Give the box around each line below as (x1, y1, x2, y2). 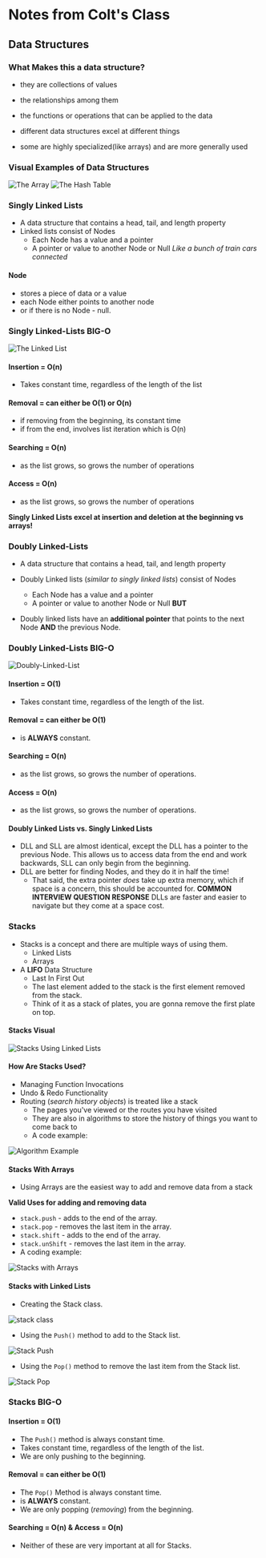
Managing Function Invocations (19, 1080, 124, 1089)
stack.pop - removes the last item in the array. (19, 1222, 172, 1231)
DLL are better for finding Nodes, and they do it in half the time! (19, 867, 230, 876)
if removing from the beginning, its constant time (19, 416, 182, 425)
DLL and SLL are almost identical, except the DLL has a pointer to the (19, 841, 248, 851)
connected (31, 252, 68, 262)
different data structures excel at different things (19, 126, 180, 135)
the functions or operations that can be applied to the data (19, 111, 213, 120)
